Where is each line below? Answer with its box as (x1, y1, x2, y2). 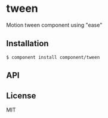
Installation (6, 39, 49, 49)
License (6, 91, 36, 101)
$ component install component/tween (6, 54, 100, 60)
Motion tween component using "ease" (6, 21, 103, 28)
